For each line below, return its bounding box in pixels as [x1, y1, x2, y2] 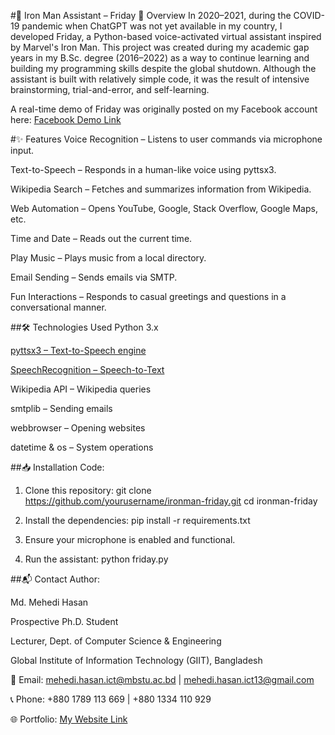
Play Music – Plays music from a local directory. [10, 252, 207, 264]
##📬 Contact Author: [10, 573, 101, 585]
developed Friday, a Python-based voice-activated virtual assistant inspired [10, 31, 322, 42]
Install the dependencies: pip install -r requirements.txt [24, 515, 251, 526]
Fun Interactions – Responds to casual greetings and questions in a [10, 291, 287, 302]
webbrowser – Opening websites [10, 422, 146, 434]
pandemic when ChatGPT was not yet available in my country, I [21, 20, 283, 32]
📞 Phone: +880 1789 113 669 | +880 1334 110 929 [10, 693, 212, 705]
